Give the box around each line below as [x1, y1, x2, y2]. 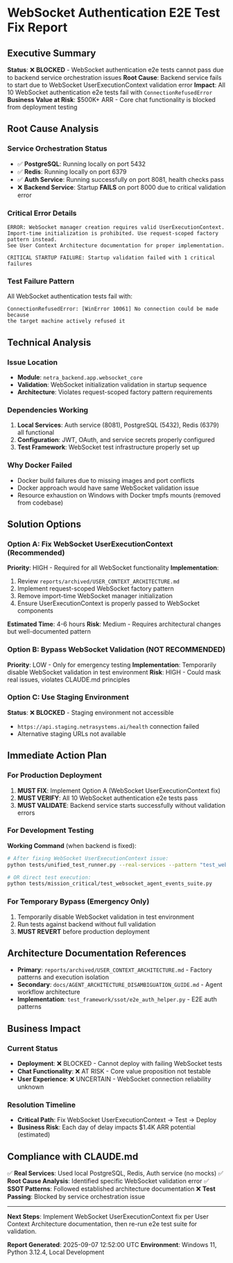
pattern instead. [7, 236, 58, 243]
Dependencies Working [7, 405, 89, 414]
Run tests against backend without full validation [17, 919, 156, 928]
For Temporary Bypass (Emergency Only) [7, 897, 150, 906]
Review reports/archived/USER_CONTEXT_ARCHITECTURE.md [17, 577, 180, 586]
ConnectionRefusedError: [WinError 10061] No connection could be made [7, 305, 218, 313]
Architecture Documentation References [7, 947, 187, 959]
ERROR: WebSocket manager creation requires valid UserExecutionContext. [7, 223, 225, 230]
